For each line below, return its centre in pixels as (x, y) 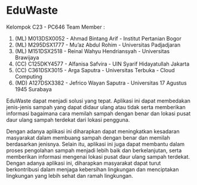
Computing (29, 76)
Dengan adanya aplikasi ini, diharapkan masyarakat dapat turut (84, 163)
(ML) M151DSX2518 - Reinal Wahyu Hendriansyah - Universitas (92, 51)
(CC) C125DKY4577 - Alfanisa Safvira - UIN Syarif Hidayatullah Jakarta (102, 64)
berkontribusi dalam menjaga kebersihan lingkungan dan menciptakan (93, 169)
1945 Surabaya (33, 89)
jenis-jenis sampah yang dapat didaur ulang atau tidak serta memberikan (96, 107)
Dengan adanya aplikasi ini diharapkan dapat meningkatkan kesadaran (93, 131)
